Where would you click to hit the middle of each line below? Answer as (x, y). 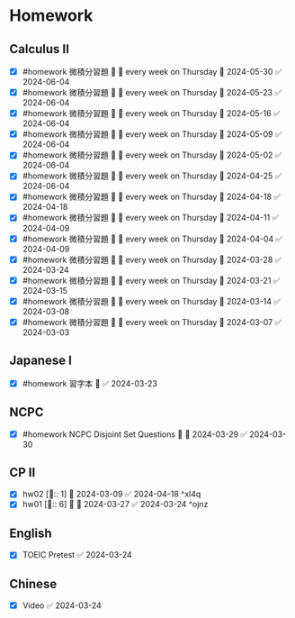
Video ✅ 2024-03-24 (62, 605)
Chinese (33, 583)
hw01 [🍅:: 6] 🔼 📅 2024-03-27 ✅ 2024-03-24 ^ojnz (115, 504)
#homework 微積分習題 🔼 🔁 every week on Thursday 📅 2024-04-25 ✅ (152, 176)
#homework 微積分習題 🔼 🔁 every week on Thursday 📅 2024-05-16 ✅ (151, 114)
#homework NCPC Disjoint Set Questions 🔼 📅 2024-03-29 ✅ (134, 434)
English (31, 533)
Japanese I (40, 361)
